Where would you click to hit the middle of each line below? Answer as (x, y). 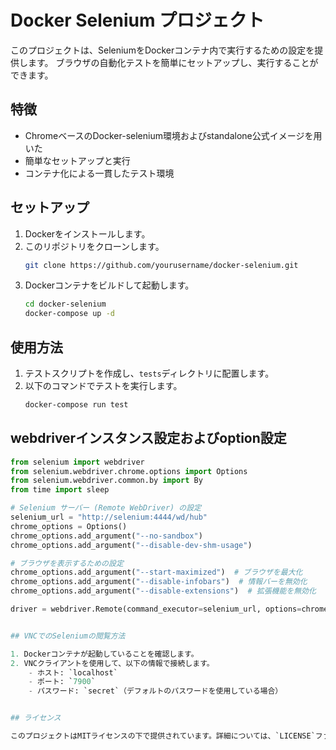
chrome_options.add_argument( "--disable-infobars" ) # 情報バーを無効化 (159, 582)
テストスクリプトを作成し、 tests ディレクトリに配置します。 (149, 373)
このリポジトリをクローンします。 (94, 246)
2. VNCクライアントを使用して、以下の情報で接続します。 (112, 663)
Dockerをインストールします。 (87, 233)
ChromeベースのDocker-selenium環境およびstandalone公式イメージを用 (173, 135)
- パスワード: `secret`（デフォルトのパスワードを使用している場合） (155, 691)
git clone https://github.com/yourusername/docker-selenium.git (161, 265)
